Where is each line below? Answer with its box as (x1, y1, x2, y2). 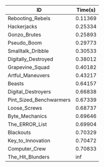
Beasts (8, 80, 24, 87)
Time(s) (76, 7, 96, 13)
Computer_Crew (8, 145, 46, 152)
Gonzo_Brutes (8, 31, 41, 38)
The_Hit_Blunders (8, 153, 50, 160)
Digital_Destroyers (8, 88, 51, 95)
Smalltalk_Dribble (8, 48, 49, 54)
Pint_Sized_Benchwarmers (8, 96, 71, 103)
